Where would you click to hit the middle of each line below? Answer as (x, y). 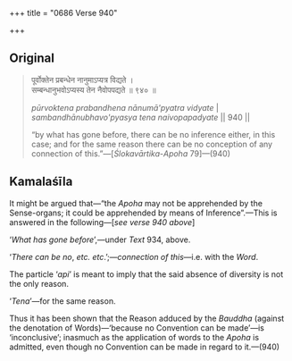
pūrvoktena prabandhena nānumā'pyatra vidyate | (125, 107)
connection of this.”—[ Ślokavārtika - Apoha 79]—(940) (130, 153)
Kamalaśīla (41, 182)
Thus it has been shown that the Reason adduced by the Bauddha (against (147, 318)
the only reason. (39, 283)
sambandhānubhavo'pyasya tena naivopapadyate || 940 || (141, 117)
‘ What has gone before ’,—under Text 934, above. (100, 239)
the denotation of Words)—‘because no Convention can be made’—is (137, 327)
